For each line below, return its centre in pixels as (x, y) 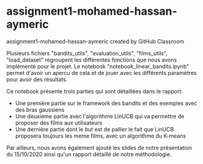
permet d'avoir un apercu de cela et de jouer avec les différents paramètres (102, 72)
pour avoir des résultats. (37, 79)
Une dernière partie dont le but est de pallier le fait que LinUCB (94, 129)
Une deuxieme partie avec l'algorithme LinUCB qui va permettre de (100, 116)
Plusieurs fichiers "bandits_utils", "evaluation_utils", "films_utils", (87, 53)
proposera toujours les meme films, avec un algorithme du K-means (101, 136)
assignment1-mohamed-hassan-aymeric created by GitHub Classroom (95, 41)
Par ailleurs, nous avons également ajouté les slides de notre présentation (99, 147)
